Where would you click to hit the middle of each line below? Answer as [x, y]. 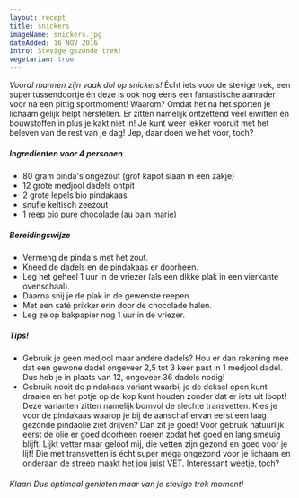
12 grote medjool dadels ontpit [78, 185]
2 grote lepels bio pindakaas [75, 195]
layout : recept [38, 18]
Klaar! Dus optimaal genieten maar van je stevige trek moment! [127, 484]
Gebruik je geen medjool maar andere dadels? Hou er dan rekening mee [155, 358]
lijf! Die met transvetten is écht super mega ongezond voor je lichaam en [156, 453]
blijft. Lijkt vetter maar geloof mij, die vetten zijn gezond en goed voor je [155, 444]
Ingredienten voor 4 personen [66, 153]
